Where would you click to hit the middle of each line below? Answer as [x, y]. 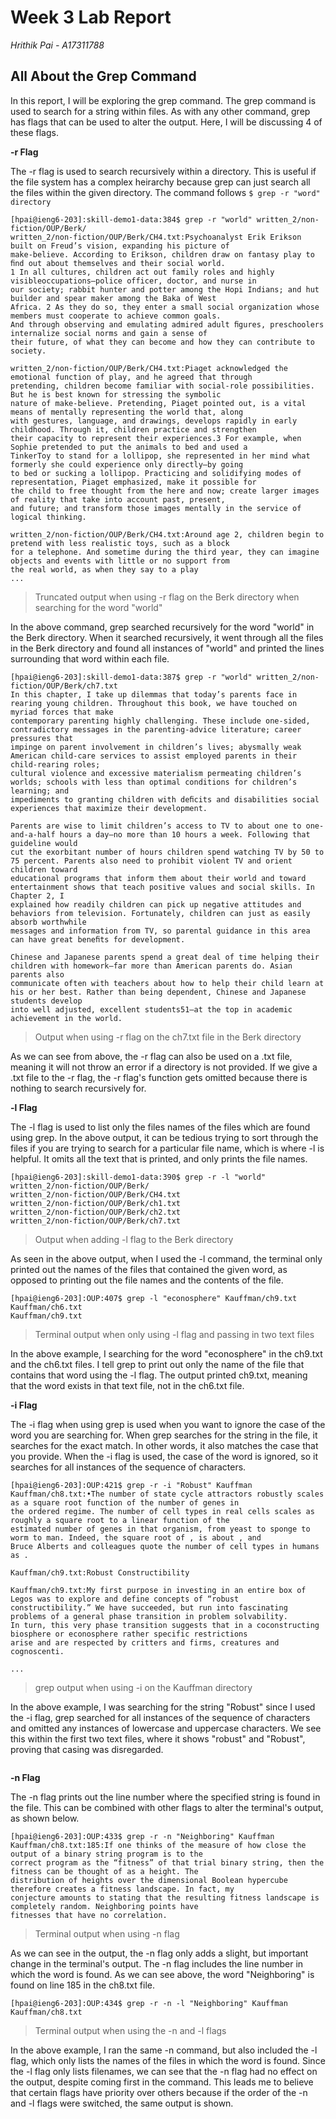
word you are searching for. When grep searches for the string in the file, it [164, 1435]
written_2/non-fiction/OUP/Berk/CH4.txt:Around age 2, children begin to [167, 534]
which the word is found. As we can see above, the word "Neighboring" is [162, 1974]
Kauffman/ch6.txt [46, 1307]
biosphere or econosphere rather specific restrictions [129, 1634]
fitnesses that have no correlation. [89, 1915]
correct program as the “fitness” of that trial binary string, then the [167, 1862]
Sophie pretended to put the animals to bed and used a [129, 447]
